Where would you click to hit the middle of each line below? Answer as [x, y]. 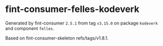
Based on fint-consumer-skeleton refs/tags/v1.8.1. [57, 38]
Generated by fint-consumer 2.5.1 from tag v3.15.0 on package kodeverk [82, 23]
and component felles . [30, 28]
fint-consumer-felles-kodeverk [72, 9]
